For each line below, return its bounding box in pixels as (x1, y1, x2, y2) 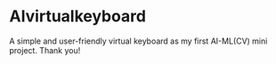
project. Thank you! (9, 44, 81, 55)
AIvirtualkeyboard (9, 6, 147, 27)
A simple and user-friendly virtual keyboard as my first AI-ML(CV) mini (9, 36, 268, 46)
